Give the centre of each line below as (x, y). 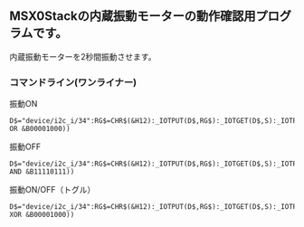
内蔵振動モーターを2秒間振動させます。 (83, 56)
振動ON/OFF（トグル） (52, 190)
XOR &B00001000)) (42, 215)
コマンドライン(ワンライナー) (73, 82)
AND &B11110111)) (42, 172)
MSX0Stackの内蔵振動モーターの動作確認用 (133, 16)
